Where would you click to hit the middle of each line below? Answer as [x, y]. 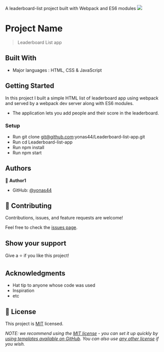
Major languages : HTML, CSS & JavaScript [57, 70]
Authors [18, 168]
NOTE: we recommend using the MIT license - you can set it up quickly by [82, 333]
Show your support [36, 243]
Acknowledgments [35, 273]
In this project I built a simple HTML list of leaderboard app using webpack [82, 98]
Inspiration [23, 290]
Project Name [34, 29]
